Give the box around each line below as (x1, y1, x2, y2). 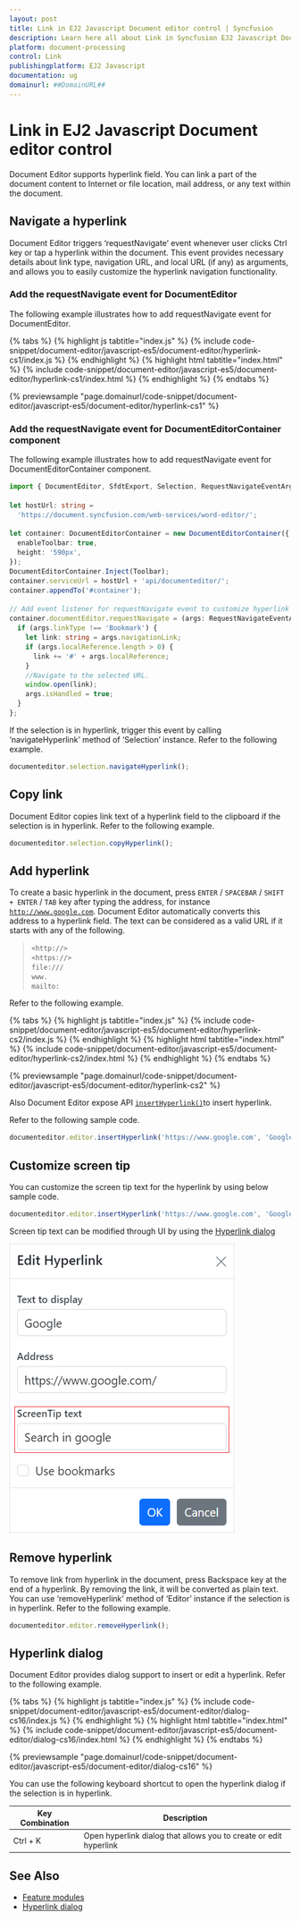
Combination (20, 1817, 70, 1828)
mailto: (30, 982, 60, 991)
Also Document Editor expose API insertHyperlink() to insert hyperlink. (9, 1097, 272, 1109)
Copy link (9, 787, 63, 803)
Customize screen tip (9, 1158, 131, 1173)
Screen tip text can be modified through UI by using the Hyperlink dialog (9, 1226, 276, 1237)
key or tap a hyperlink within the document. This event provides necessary (9, 247, 284, 258)
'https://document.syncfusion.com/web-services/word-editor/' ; (17, 510, 257, 519)
